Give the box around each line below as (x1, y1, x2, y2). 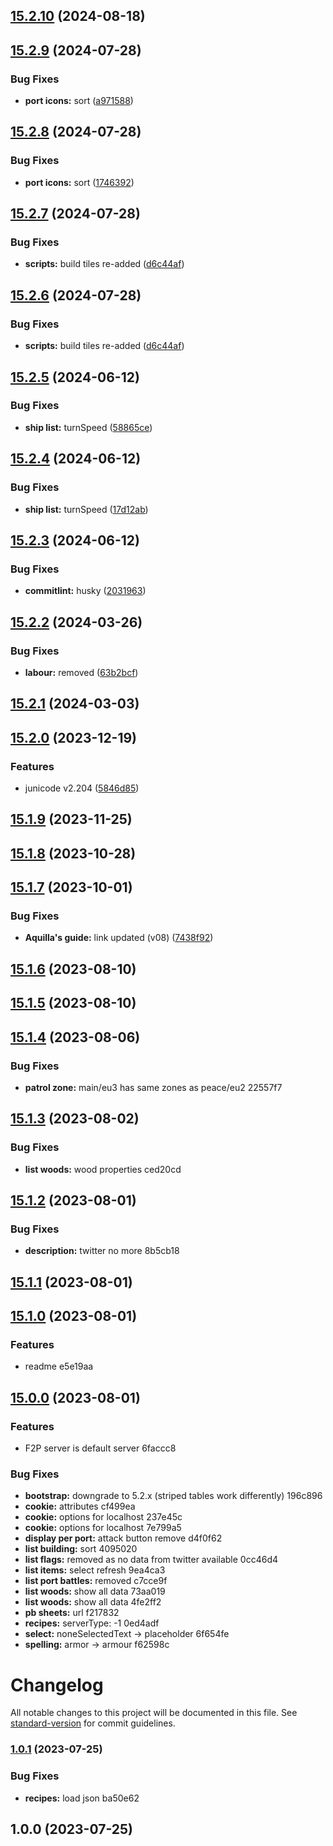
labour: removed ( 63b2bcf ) (24, 666, 139, 678)
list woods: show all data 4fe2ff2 (24, 1596, 162, 1608)
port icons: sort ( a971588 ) (24, 95, 134, 107)
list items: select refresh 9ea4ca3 (24, 1564, 166, 1576)
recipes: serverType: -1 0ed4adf (24, 1617, 160, 1629)
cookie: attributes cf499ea (24, 1500, 136, 1513)
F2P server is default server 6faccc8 (24, 1442, 177, 1454)
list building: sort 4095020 (24, 1543, 138, 1555)
